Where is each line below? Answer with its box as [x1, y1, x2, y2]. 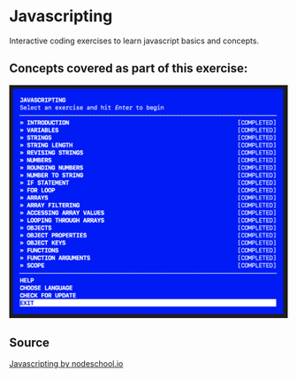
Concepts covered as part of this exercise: [9, 61, 248, 76]
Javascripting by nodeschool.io [9, 359, 124, 369]
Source [9, 335, 50, 350]
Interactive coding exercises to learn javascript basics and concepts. [9, 35, 259, 46]
